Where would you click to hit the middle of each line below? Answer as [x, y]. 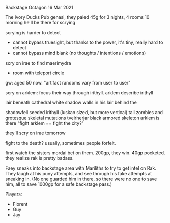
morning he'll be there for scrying [40, 23]
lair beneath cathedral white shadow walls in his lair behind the [71, 102]
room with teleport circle [38, 73]
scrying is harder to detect [33, 32]
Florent [20, 204]
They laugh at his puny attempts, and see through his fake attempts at [79, 173]
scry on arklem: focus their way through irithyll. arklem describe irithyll [79, 93]
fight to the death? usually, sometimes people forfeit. [61, 143]
